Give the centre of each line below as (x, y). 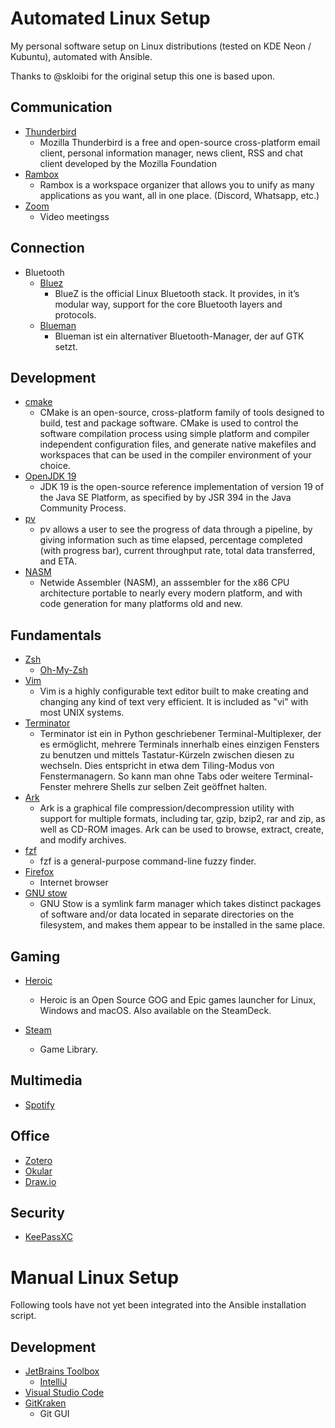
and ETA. (58, 561)
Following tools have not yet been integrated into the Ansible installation (158, 1305)
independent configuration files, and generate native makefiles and (178, 444)
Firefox (39, 872)
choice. (55, 466)
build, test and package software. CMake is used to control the (169, 423)
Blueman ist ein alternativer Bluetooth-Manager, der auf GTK (179, 336)
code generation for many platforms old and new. (141, 604)
